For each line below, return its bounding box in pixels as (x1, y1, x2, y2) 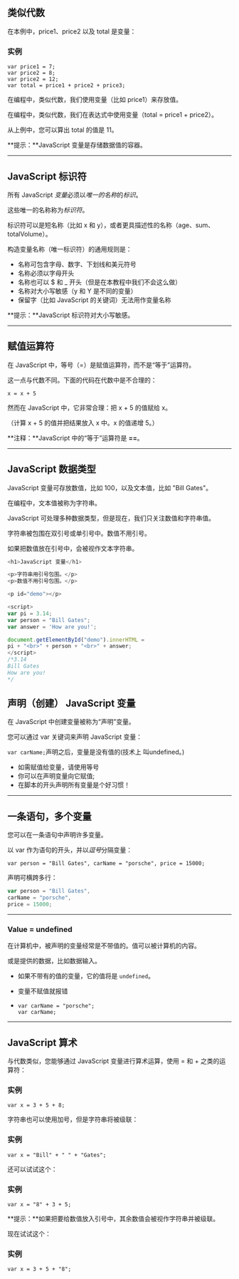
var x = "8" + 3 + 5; (7, 1201, 72, 1208)
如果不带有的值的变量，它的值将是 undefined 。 (17, 972, 155, 980)
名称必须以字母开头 (17, 269, 75, 277)
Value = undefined (7, 924, 73, 934)
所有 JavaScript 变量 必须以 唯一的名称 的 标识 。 (7, 190, 142, 199)
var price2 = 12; (7, 76, 59, 83)
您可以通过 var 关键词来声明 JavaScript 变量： (7, 732, 142, 741)
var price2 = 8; (7, 70, 55, 77)
